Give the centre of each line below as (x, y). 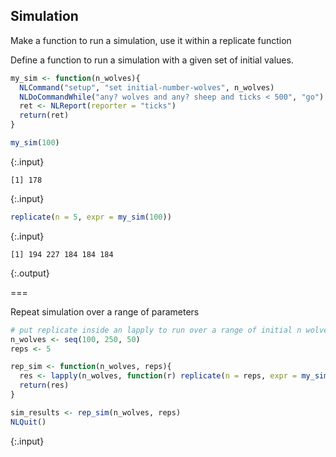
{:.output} (30, 273)
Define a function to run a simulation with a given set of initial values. (152, 60)
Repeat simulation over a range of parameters (105, 311)
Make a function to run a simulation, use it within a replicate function (151, 40)
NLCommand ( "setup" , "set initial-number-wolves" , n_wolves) (147, 87)
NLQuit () (28, 422)
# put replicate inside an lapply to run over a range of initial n (156, 330)
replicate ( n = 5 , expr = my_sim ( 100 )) (91, 217)
